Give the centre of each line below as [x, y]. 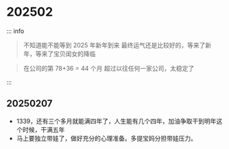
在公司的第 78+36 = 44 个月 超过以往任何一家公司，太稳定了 [109, 68]
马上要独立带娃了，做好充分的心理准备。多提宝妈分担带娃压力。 [106, 138]
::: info [15, 31]
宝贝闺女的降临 [74, 54]
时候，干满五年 [44, 129]
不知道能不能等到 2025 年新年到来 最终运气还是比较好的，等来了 [114, 45]
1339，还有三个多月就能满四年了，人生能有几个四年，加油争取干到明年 [116, 121]
